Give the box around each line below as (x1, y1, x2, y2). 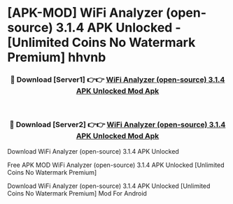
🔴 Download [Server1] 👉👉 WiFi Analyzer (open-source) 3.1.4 (10, 75, 225, 85)
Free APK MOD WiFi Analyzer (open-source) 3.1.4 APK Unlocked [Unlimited (7, 161, 225, 169)
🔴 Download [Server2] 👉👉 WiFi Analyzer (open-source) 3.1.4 (9, 120, 226, 130)
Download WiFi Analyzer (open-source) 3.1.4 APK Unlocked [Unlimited (7, 182, 211, 190)
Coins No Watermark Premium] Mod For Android (7, 189, 147, 197)
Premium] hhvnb (7, 50, 106, 66)
